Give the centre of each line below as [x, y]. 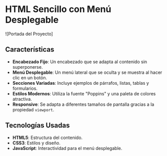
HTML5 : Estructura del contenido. [47, 137]
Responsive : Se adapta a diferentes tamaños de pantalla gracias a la [83, 104]
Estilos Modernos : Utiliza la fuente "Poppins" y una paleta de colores [84, 93]
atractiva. [22, 99]
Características [30, 49]
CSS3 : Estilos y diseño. [36, 143]
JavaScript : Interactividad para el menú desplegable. [67, 148]
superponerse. [27, 67]
